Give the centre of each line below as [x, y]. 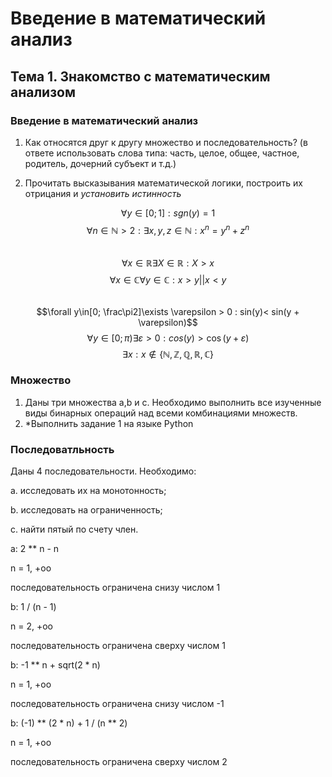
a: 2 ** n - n [35, 549]
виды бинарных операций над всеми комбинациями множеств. [161, 413]
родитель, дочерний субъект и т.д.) [100, 163]
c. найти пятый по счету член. [74, 529]
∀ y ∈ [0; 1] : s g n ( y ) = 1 [168, 213]
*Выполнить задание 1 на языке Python [109, 423]
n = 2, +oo [31, 626]
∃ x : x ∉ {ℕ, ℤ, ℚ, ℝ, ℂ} [168, 354]
